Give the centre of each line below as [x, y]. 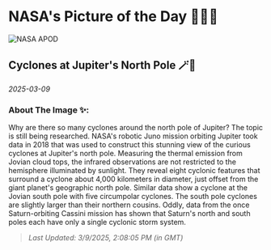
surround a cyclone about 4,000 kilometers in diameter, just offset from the [133, 179]
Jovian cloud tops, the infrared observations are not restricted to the [123, 162]
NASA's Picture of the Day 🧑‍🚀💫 [113, 17]
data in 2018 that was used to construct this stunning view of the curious [129, 145]
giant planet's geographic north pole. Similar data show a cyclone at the [128, 188]
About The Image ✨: [49, 110]
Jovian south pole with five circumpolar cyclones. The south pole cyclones [133, 197]
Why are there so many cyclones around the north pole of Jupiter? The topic [136, 128]
